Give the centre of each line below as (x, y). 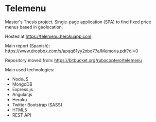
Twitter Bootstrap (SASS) (37, 105)
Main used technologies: (30, 69)
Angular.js (22, 94)
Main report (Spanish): (27, 46)
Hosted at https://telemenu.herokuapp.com (48, 36)
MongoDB (22, 84)
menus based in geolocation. (34, 27)
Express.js (22, 89)
